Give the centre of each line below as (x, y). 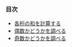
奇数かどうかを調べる (40, 38)
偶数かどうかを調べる (40, 31)
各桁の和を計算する (37, 23)
